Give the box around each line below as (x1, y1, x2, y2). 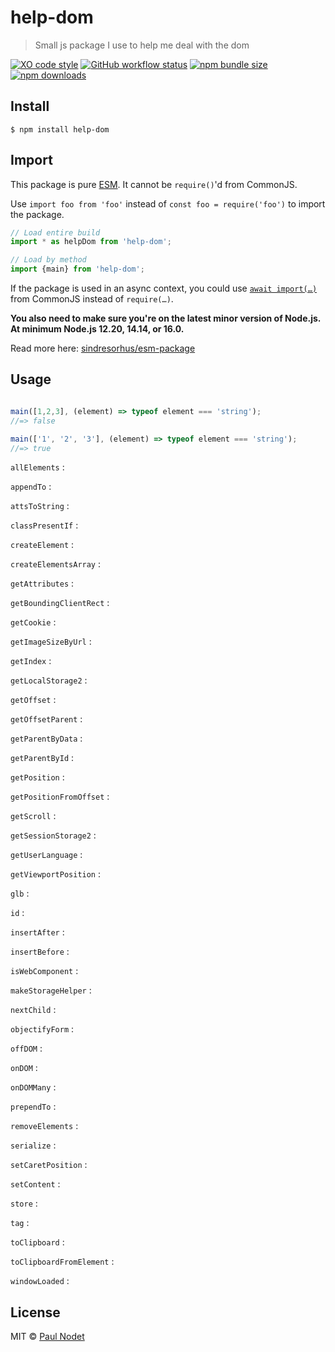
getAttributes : (10, 577, 75, 590)
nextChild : (10, 1004, 57, 1016)
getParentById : (10, 752, 75, 764)
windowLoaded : (10, 1275, 70, 1287)
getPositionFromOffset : (10, 791, 110, 803)
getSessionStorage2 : (10, 829, 97, 841)
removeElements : (10, 1120, 79, 1132)
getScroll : (10, 810, 57, 822)
